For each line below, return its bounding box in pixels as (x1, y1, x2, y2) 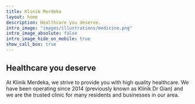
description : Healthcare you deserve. (6, 19, 101, 25)
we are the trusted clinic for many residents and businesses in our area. (6, 91, 179, 98)
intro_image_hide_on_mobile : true (6, 36, 91, 42)
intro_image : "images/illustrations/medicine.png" (6, 25, 133, 31)
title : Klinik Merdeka (6, 8, 62, 15)
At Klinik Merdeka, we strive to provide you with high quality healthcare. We (6, 79, 189, 86)
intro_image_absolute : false (6, 31, 78, 36)
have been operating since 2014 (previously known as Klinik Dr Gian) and (6, 85, 183, 92)
